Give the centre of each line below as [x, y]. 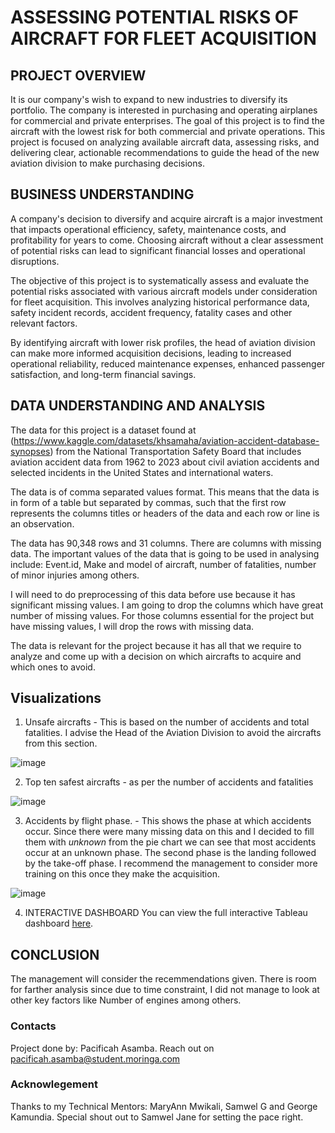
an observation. [42, 523]
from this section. [61, 743]
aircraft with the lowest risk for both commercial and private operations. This [168, 131]
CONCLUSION [55, 954]
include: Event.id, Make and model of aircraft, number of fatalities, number [163, 564]
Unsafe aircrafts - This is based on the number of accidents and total [167, 722]
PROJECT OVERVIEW [78, 75]
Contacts [33, 1026]
